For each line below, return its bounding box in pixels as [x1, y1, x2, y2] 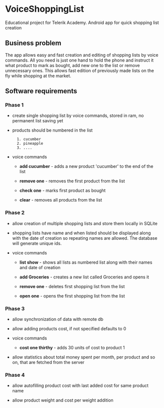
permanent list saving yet [12, 118, 64, 124]
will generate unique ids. [12, 240, 62, 246]
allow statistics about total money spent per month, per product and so [12, 354, 155, 360]
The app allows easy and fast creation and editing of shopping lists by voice [5, 52, 159, 58]
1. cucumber [17, 137, 41, 142]
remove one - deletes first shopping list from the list [19, 283, 125, 289]
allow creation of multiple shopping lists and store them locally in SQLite [12, 220, 158, 226]
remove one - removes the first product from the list [19, 178, 125, 184]
